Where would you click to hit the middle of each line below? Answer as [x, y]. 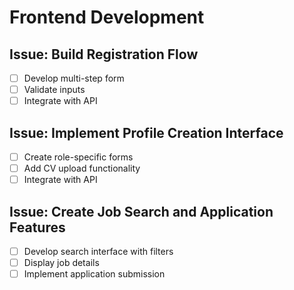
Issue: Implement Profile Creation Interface [146, 132]
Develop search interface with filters [98, 251]
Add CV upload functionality [82, 168]
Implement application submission [94, 274]
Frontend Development [107, 17]
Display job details [61, 263]
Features [37, 227]
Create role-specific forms [78, 157]
